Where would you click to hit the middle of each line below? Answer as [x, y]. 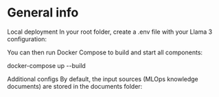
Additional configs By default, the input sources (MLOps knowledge [103, 79]
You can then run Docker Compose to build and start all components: [105, 52]
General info [43, 13]
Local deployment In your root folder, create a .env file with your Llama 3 [110, 32]
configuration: [27, 39]
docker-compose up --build [46, 65]
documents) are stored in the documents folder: [75, 86]
